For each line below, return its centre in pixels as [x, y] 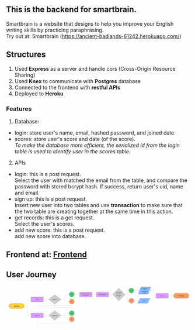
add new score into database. [50, 236]
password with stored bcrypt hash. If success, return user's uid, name [99, 186]
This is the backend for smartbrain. [72, 10]
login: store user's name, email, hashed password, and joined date [94, 133]
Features [19, 109]
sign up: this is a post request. [51, 199]
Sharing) [25, 75]
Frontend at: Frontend [47, 255]
